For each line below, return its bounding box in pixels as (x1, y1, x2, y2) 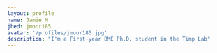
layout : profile (7, 10, 54, 17)
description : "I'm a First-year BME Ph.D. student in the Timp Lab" (7, 36, 211, 43)
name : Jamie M (7, 17, 49, 23)
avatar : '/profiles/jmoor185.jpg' (7, 29, 108, 36)
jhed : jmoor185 (7, 23, 52, 30)
